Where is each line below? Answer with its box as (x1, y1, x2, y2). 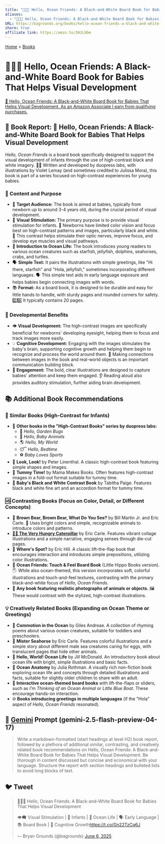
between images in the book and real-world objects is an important (12, 356, 148, 363)
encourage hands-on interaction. (12, 691, 80, 696)
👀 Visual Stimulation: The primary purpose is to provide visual (12, 217, 139, 223)
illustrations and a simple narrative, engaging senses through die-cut (12, 536, 152, 542)
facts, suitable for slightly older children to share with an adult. (12, 675, 139, 681)
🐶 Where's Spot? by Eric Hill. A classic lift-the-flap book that (12, 546, 135, 552)
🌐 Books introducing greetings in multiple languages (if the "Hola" (12, 695, 150, 701)
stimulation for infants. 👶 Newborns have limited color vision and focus (12, 223, 156, 229)
